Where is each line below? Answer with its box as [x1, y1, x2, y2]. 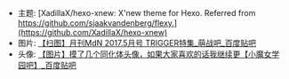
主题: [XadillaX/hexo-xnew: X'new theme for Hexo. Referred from [17, 8, 256, 18]
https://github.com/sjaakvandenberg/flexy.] [17, 18, 178, 28]
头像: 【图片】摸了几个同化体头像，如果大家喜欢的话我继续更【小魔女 [17, 49, 272, 59]
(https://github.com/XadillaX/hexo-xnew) [17, 28, 168, 37]
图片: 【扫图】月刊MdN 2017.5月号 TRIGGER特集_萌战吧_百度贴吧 [17, 38, 256, 48]
